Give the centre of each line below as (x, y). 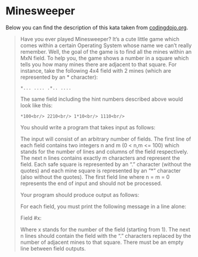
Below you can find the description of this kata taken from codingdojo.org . (97, 27)
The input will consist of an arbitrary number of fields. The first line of (106, 139)
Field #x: (31, 218)
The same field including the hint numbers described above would (101, 99)
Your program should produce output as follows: (80, 194)
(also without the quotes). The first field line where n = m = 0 (95, 177)
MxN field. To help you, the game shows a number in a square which (104, 58)
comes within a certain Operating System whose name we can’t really (106, 45)
